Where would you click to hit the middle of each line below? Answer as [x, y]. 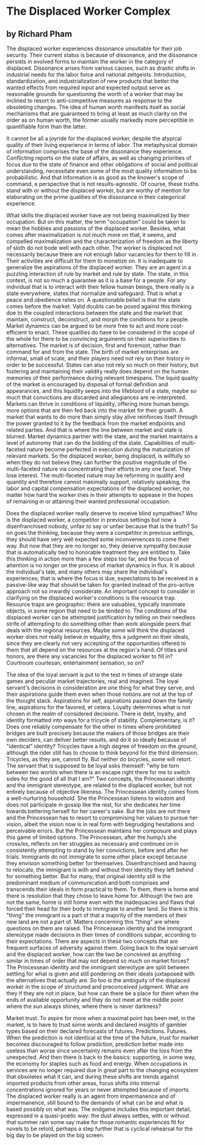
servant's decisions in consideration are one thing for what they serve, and [100, 688]
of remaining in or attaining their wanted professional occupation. [88, 501]
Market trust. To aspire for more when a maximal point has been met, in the [101, 1018]
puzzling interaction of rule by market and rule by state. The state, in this [98, 274]
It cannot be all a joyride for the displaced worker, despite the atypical [94, 138]
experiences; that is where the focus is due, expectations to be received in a [102, 578]
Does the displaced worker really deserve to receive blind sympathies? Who [102, 513]
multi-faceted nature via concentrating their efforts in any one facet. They [99, 469]
